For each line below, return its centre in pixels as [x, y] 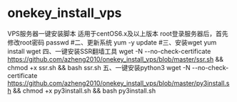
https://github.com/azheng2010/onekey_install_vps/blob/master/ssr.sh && [115, 59]
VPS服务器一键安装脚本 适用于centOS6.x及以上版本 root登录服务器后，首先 [118, 33]
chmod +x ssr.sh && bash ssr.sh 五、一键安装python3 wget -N [99, 67]
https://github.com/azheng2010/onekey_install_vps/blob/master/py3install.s [118, 83]
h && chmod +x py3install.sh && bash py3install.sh [81, 91]
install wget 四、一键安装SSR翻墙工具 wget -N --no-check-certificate [109, 51]
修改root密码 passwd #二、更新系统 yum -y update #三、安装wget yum [112, 42]
